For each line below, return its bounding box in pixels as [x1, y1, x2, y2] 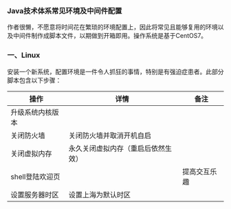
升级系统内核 [10, 107, 53, 117]
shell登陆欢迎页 [10, 172, 60, 181]
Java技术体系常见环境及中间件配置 [7, 5, 122, 15]
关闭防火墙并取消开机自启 [68, 131, 151, 140]
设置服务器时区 [10, 190, 60, 199]
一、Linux [7, 50, 41, 60]
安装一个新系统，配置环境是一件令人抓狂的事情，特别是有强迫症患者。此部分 [7, 67, 224, 76]
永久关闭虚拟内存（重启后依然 [68, 143, 165, 153]
